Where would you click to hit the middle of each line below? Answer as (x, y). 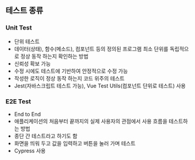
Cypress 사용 (30, 151)
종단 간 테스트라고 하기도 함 (46, 136)
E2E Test (18, 101)
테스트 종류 (25, 11)
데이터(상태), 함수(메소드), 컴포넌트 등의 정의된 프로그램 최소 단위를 (91, 48)
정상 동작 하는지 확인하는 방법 (54, 56)
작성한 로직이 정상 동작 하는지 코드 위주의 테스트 (69, 78)
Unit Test (19, 28)
